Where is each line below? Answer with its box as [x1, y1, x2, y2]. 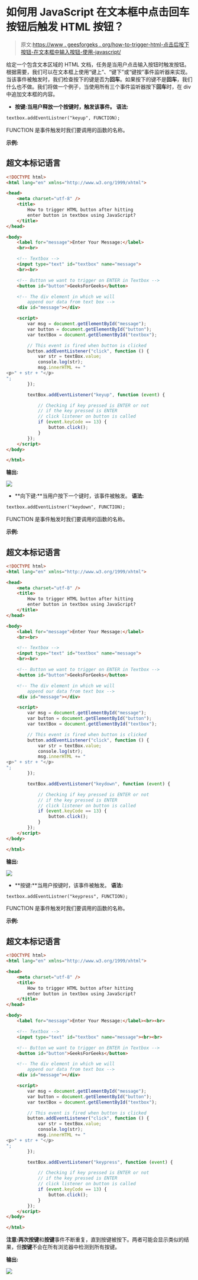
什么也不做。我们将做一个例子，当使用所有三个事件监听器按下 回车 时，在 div [6, 83, 191, 90]
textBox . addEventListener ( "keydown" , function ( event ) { [27, 781, 170, 787]
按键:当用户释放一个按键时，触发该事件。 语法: [14, 103, 129, 110]
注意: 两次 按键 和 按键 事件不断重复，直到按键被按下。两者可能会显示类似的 [6, 1236, 184, 1243]
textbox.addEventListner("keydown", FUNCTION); [6, 504, 126, 510]
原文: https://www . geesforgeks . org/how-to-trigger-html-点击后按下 [20, 41, 190, 48]
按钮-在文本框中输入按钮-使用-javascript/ [20, 48, 121, 55]
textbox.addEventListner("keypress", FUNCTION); [6, 893, 128, 899]
